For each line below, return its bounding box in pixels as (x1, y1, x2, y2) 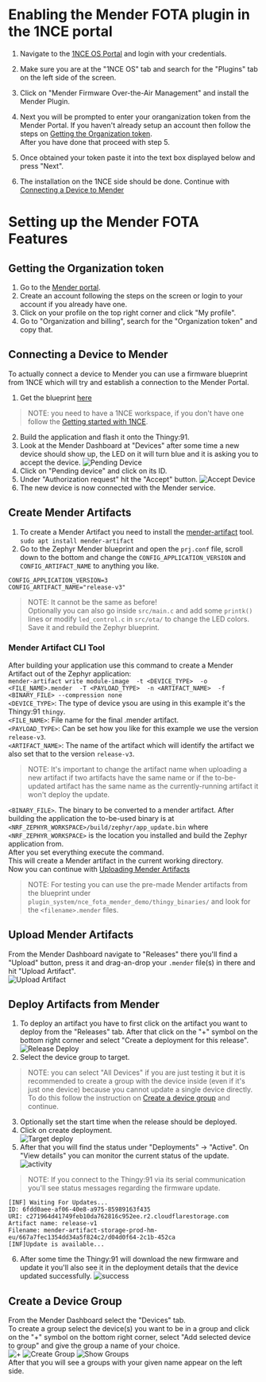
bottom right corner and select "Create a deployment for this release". (19, 1036, 249, 1045)
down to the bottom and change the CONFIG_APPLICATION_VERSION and (19, 552, 246, 562)
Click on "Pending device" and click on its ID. (19, 465, 168, 475)
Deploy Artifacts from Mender (8, 998, 160, 1011)
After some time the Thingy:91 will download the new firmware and (19, 1255, 239, 1264)
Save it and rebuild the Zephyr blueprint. (27, 622, 160, 632)
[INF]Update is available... (8, 1240, 105, 1248)
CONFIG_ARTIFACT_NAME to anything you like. (19, 561, 160, 570)
